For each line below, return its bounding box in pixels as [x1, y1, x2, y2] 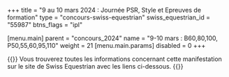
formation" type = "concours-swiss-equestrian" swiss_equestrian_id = [7, 13, 211, 22]
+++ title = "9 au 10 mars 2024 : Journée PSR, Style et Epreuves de [7, 6, 201, 14]
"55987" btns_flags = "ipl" [7, 21, 82, 28]
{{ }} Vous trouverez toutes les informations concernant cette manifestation [7, 55, 222, 63]
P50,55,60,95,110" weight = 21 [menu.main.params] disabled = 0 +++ [7, 42, 206, 49]
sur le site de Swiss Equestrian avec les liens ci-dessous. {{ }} [7, 62, 184, 70]
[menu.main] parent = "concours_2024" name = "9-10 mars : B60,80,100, [7, 34, 219, 42]
